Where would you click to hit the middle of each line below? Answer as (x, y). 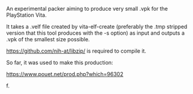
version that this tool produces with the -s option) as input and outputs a (95, 33)
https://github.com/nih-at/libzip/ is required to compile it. (76, 51)
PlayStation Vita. (26, 15)
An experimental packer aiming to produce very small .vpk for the (87, 9)
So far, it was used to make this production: (60, 63)
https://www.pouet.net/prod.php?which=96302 (65, 74)
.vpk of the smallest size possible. (48, 39)
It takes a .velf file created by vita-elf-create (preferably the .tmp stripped (97, 27)
